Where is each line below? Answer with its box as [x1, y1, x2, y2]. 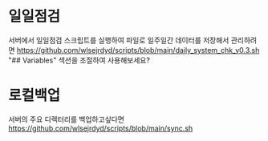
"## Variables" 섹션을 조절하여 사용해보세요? [8, 55, 151, 65]
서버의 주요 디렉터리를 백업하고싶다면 [8, 114, 124, 124]
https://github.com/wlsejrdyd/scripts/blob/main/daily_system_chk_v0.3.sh [16, 45, 260, 54]
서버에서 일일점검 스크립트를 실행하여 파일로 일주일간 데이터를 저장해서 [8, 35, 229, 45]
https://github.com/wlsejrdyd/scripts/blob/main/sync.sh [8, 123, 193, 133]
